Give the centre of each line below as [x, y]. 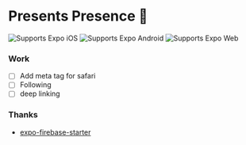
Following [35, 85]
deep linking [40, 93]
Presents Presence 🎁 [78, 16]
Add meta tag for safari [58, 76]
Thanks [23, 115]
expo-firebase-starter [55, 132]
